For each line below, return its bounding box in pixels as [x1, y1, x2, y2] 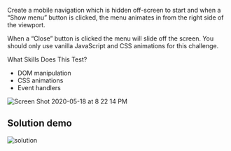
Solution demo [7, 117, 72, 129]
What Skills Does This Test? [7, 55, 87, 64]
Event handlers [17, 84, 61, 92]
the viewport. [7, 21, 45, 29]
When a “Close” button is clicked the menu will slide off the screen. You [7, 34, 214, 43]
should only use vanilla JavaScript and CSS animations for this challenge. [7, 42, 219, 50]
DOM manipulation [17, 69, 71, 77]
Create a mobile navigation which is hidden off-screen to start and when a [7, 6, 221, 14]
